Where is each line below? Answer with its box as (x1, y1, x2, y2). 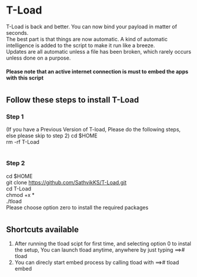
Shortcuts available (6, 225, 79, 235)
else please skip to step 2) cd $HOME (6, 132, 98, 139)
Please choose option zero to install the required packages (6, 204, 149, 211)
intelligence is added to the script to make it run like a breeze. (6, 42, 155, 49)
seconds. (6, 29, 29, 36)
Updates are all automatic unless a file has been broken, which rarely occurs (6, 48, 192, 55)
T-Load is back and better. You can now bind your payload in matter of (6, 23, 178, 30)
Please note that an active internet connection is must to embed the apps (6, 68, 189, 75)
